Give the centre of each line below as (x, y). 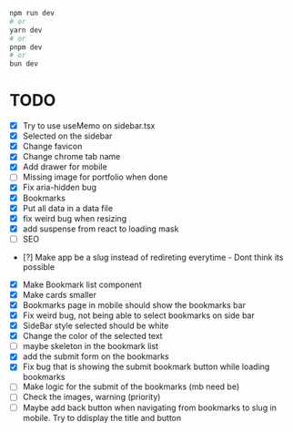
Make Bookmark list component (82, 284)
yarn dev (26, 30)
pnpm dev (26, 47)
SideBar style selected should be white (96, 326)
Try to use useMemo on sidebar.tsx (89, 126)
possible (39, 267)
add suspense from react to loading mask (101, 229)
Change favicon (52, 147)
